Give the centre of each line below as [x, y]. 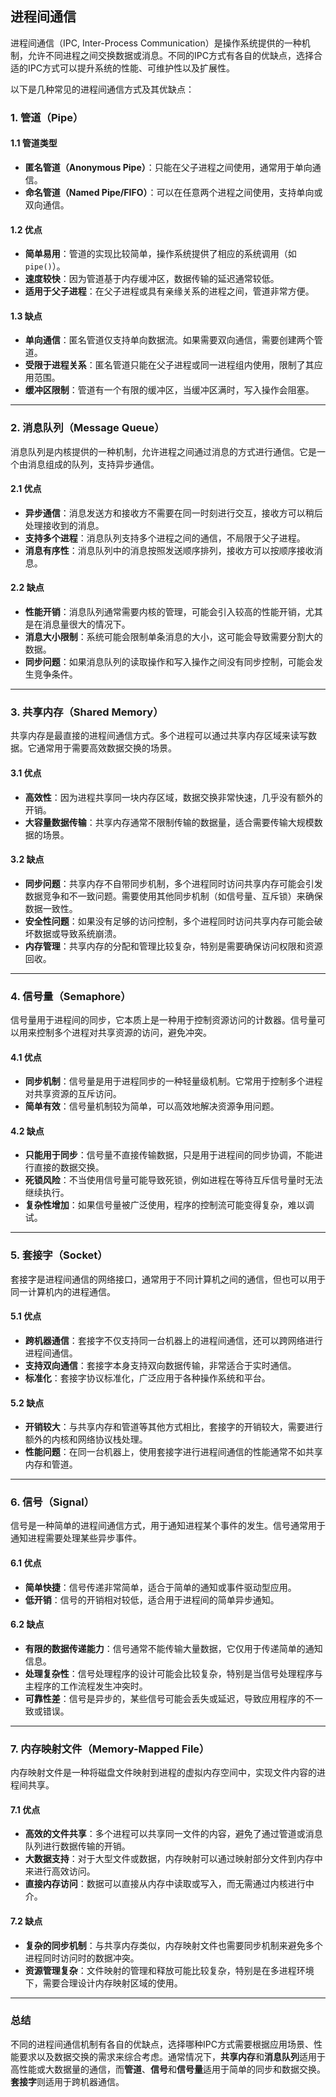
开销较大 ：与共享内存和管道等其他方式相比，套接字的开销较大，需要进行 [173, 1427]
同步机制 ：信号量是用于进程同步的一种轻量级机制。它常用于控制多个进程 [173, 1081]
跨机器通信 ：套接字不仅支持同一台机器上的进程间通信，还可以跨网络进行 [173, 1340]
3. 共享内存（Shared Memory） [87, 712]
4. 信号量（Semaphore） [71, 996]
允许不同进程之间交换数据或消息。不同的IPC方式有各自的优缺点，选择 [170, 55]
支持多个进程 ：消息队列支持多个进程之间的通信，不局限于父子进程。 [165, 538]
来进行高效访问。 [60, 1871]
